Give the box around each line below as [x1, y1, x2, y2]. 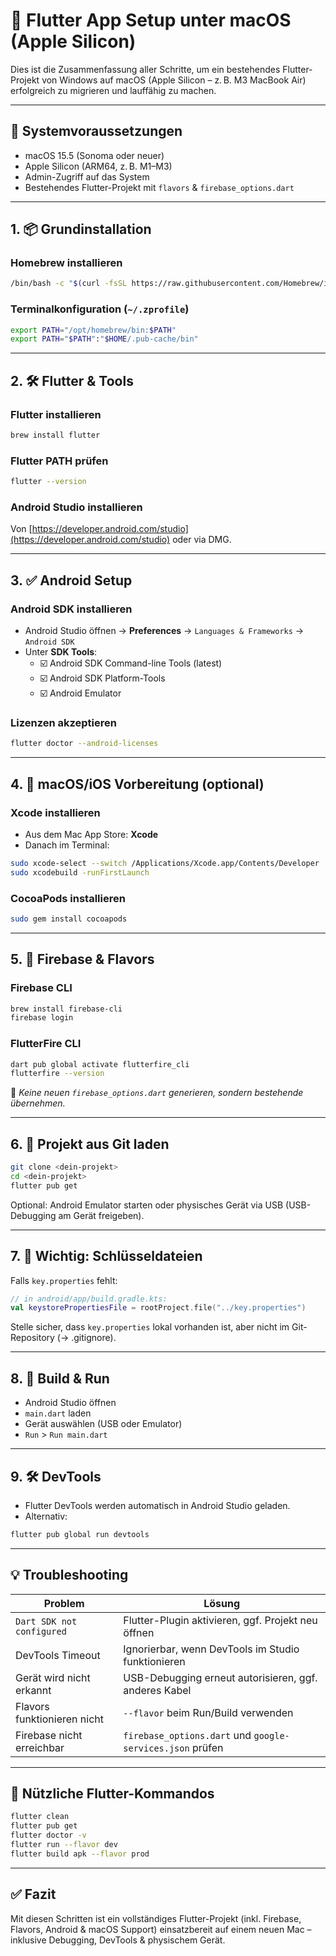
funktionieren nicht [15, 1712, 104, 1726]
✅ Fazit [10, 1886, 57, 1903]
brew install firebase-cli [10, 1004, 123, 1014]
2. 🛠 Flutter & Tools [10, 372, 134, 389]
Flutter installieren [10, 407, 102, 421]
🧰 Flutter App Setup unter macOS [10, 9, 292, 32]
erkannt [15, 1683, 52, 1697]
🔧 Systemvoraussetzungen [10, 123, 183, 140]
